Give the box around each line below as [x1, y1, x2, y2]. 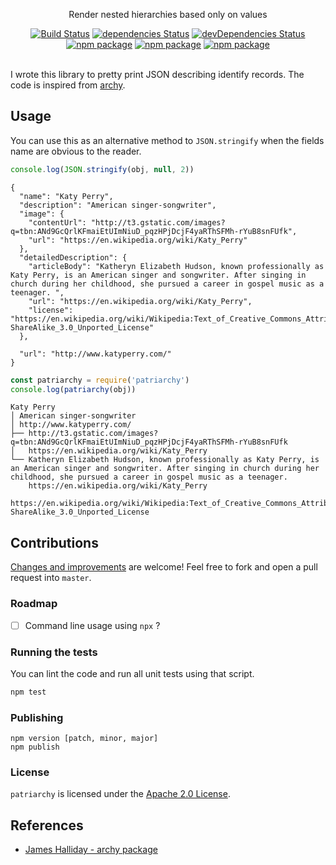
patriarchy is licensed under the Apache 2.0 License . [10, 788, 231, 800]
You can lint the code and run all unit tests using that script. [10, 667, 255, 679]
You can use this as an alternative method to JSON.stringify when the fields [10, 134, 325, 146]
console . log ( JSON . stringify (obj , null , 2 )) [10, 164, 195, 174]
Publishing [10, 710, 64, 724]
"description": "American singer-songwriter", [19, 200, 217, 210]
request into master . [10, 572, 92, 584]
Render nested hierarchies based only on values [68, 9, 268, 20]
